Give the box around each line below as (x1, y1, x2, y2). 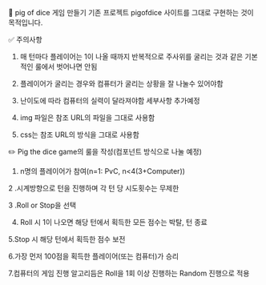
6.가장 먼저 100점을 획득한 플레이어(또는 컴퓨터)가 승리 (8, 251, 179, 261)
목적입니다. (8, 18, 43, 27)
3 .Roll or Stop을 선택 (8, 200, 77, 210)
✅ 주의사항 (8, 35, 42, 44)
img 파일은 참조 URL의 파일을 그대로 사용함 (19, 113, 155, 122)
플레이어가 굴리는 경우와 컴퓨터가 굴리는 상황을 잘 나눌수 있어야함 (19, 79, 224, 88)
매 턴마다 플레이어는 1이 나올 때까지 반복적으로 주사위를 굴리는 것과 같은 (19, 52, 244, 61)
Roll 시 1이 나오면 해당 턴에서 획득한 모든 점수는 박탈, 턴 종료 (19, 218, 208, 227)
